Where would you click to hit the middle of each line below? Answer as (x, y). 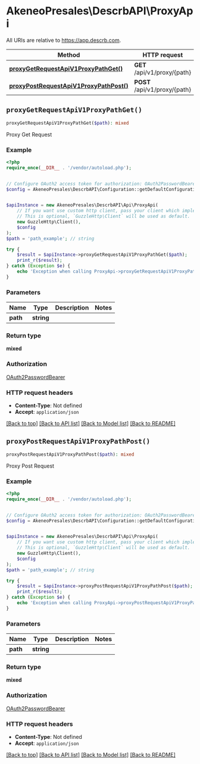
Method (69, 55)
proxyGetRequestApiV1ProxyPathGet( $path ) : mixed (68, 123)
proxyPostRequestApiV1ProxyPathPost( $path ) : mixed (70, 454)
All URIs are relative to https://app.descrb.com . (64, 40)
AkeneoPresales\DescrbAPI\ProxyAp (100, 11)
